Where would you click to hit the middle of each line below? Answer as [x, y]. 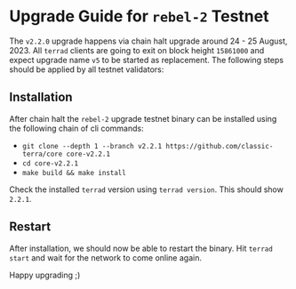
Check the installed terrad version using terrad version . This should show [147, 189]
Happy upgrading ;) [45, 275]
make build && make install [74, 173]
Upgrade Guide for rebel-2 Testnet [139, 16]
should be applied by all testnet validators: [87, 69]
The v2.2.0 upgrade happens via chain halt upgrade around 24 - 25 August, [148, 41]
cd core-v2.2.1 [50, 163]
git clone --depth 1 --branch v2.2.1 [92, 146]
